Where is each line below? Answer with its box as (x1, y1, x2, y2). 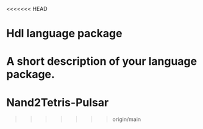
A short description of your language (6, 54, 197, 68)
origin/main (112, 116, 141, 123)
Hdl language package (6, 27, 123, 40)
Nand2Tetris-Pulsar (6, 95, 109, 109)
